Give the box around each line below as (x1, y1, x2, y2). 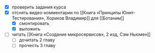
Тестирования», (11, 15, 46, 21)
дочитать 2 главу (19, 37, 55, 43)
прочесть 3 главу (19, 43, 56, 49)
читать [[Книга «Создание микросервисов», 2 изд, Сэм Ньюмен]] (11, 31, 151, 37)
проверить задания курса (11, 4, 66, 10)
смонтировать (19, 21, 50, 26)
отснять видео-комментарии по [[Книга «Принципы (11, 10, 121, 16)
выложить (19, 26, 41, 32)
